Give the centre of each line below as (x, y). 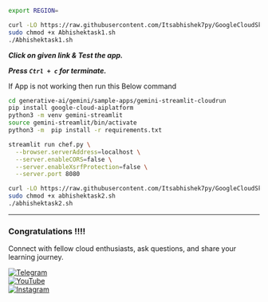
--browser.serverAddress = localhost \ (78, 152)
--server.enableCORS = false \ (64, 159)
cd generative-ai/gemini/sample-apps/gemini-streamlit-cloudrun (117, 100)
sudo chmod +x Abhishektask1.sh (62, 32)
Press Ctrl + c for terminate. (57, 70)
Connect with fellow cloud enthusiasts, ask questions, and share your (122, 249)
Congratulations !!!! (47, 231)
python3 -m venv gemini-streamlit (66, 116)
